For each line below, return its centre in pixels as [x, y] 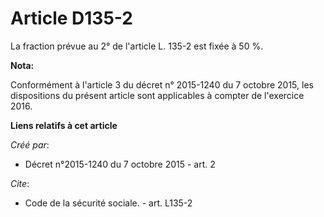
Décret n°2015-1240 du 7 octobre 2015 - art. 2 [120, 164]
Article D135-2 [71, 18]
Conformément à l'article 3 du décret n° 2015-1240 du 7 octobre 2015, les [162, 84]
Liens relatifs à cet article [64, 125]
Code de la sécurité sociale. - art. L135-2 [108, 203]
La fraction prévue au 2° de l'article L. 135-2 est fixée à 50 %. [137, 46]
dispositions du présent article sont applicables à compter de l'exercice [157, 95]
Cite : [20, 183]
